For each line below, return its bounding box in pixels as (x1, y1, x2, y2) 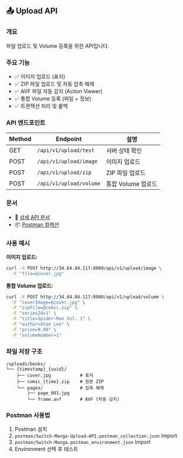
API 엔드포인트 (6, 118, 46, 127)
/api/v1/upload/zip (37, 169, 92, 176)
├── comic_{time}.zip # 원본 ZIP (16, 378, 104, 384)
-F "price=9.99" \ (11, 327, 57, 332)
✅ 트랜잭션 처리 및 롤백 (14, 102, 68, 109)
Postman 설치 (14, 426, 48, 433)
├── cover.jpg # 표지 (16, 372, 94, 378)
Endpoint (55, 135, 82, 143)
